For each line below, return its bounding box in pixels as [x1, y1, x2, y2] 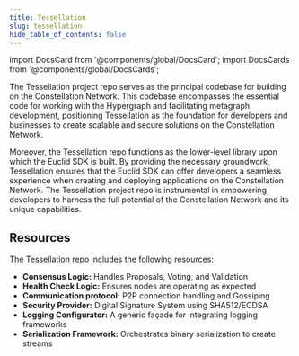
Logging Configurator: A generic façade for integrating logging [22, 309, 259, 320]
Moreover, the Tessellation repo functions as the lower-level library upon [9, 147, 278, 157]
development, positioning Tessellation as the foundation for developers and [9, 110, 288, 121]
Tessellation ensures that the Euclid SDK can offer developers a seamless [9, 165, 282, 176]
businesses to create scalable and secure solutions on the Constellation [9, 120, 276, 130]
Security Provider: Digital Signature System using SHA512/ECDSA [22, 300, 268, 311]
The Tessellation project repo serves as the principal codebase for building [9, 82, 287, 93]
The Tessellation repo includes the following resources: [9, 254, 214, 265]
